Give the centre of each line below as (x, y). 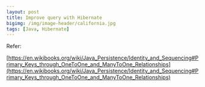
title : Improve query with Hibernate (54, 18)
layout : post (23, 12)
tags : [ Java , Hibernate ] (38, 29)
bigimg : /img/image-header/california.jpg (61, 23)
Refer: (14, 46)
